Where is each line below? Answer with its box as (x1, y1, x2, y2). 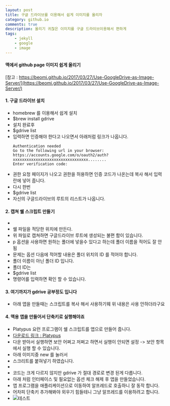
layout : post (5, 7, 33, 13)
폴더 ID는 (12, 264, 32, 270)
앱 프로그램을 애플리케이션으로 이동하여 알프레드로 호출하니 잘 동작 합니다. (12, 382, 160, 388)
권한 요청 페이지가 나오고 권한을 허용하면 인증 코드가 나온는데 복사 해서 (12, 171, 153, 177)
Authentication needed (12, 144, 61, 149)
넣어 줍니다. (22, 177, 46, 184)
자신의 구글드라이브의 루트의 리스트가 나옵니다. (12, 196, 106, 202)
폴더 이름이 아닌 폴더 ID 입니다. (12, 258, 74, 264)
